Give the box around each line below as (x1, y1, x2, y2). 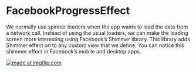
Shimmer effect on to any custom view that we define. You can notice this (6, 42, 185, 49)
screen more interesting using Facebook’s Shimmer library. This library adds (6, 35, 191, 42)
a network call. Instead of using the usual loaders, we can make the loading (6, 29, 189, 36)
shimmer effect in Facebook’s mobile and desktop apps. (6, 48, 142, 55)
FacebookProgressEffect (6, 4, 130, 17)
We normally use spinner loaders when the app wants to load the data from (6, 23, 188, 30)
